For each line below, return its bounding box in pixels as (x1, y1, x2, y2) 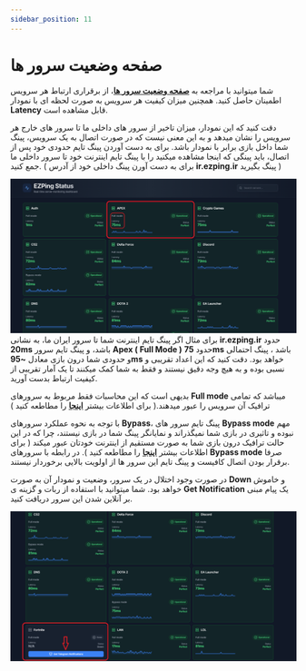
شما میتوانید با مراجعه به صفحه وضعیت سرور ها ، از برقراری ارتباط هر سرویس (10, 84, 273, 95)
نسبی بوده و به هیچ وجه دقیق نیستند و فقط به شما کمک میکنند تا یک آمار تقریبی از (10, 363, 285, 374)
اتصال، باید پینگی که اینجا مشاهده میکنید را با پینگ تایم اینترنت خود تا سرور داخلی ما (10, 151, 290, 162)
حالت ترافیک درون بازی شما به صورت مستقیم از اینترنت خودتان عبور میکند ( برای (10, 437, 285, 448)
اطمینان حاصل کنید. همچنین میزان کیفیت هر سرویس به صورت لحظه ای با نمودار (10, 94, 282, 105)
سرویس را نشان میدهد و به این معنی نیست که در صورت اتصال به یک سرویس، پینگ (10, 132, 291, 143)
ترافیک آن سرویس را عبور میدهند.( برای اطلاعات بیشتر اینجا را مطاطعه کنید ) (10, 400, 271, 410)
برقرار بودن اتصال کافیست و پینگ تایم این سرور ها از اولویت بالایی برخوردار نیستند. (10, 456, 290, 467)
